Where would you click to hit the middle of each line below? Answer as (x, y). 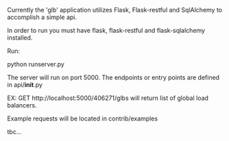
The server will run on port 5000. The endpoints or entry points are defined (113, 77)
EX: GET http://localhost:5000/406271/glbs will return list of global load (108, 98)
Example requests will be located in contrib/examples (83, 118)
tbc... (14, 132)
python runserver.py (36, 64)
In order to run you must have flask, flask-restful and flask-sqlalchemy (106, 30)
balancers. (22, 105)
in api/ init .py (25, 85)
